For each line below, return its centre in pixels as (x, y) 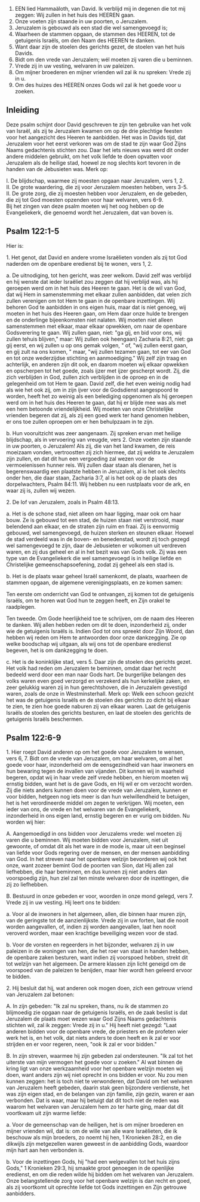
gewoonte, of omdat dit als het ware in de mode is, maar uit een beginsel (96, 846)
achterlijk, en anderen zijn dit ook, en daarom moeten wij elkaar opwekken (98, 364)
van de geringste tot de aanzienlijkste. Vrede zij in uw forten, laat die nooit (97, 921)
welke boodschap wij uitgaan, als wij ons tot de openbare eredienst (89, 644)
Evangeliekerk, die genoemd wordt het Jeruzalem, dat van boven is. (90, 213)
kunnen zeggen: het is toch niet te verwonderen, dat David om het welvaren (99, 1081)
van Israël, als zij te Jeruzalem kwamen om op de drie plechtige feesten (94, 130)
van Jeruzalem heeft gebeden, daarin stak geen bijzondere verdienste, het (98, 1088)
